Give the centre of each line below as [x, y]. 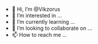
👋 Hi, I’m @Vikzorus [36, 9]
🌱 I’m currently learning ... [43, 22]
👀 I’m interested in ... [37, 15]
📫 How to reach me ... [39, 35]
